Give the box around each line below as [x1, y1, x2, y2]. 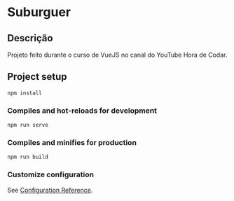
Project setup [7, 71, 68, 83]
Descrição [7, 32, 53, 44]
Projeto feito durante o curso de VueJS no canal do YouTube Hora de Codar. [7, 50, 228, 59]
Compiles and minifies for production [7, 138, 137, 148]
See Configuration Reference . [7, 186, 93, 194]
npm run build [7, 153, 49, 161]
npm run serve [7, 122, 49, 129]
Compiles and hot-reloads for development [7, 106, 158, 116]
